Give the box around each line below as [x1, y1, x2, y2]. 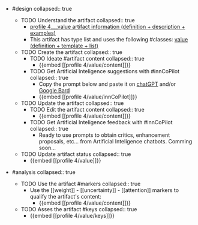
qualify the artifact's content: [29, 193, 102, 200]
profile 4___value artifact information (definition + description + [29, 23, 185, 30]
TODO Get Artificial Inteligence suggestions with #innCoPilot [29, 68, 180, 74]
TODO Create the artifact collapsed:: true [20, 49, 123, 56]
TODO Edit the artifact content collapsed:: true [29, 106, 145, 113]
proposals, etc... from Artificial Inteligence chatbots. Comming [38, 138, 193, 145]
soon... [38, 144, 56, 151]
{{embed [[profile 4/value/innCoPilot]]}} [38, 93, 137, 100]
